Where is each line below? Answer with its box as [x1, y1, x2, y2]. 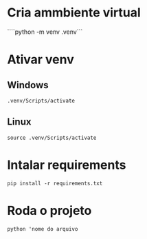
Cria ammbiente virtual [7, 5, 141, 21]
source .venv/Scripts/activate [7, 134, 97, 141]
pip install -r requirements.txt [7, 180, 103, 187]
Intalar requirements [7, 157, 126, 173]
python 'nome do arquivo [7, 225, 78, 232]
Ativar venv [7, 52, 74, 67]
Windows [7, 79, 49, 91]
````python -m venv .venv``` [7, 28, 83, 36]
